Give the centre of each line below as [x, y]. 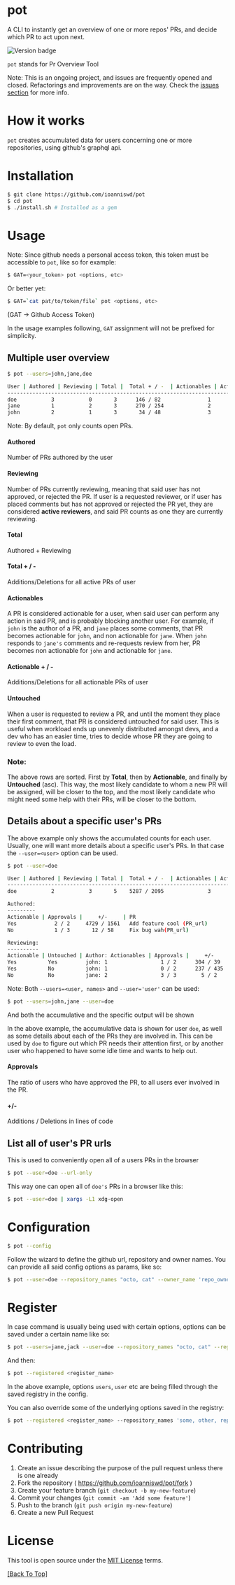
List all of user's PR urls [59, 1143]
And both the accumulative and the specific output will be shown [101, 1015]
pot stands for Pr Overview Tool [53, 64]
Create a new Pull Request [56, 1512]
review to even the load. [42, 743]
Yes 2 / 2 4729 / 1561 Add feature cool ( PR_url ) [108, 923]
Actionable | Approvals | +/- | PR [72, 917]
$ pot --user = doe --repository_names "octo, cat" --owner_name [101, 1279]
